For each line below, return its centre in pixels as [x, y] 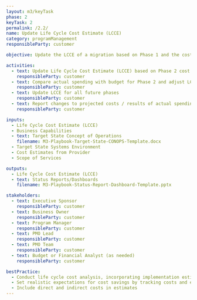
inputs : [16, 120]
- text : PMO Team [33, 245]
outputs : [17, 168]
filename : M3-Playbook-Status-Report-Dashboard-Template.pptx [94, 185]
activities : [21, 65]
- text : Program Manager [42, 223]
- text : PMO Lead [33, 234]
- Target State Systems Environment [56, 147]
